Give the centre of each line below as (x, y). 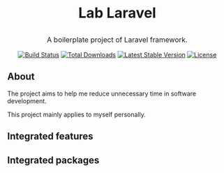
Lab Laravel (117, 13)
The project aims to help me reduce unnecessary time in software (102, 93)
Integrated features (50, 136)
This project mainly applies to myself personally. (77, 114)
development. (27, 100)
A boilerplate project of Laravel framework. (117, 40)
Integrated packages (53, 160)
